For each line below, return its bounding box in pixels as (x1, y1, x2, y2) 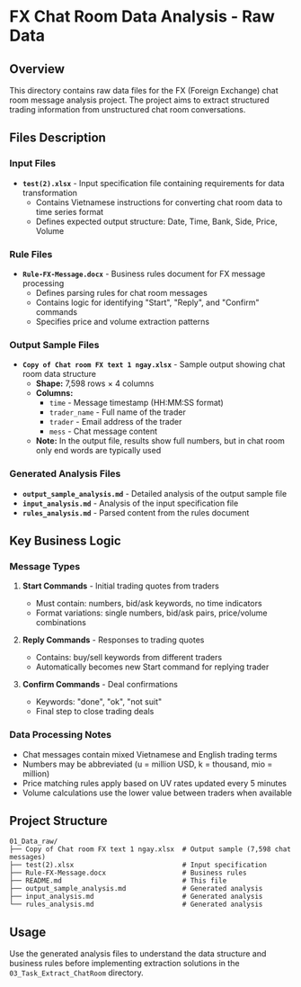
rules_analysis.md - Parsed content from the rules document (22, 507, 250, 518)
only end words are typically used (35, 445, 162, 456)
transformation (22, 187, 78, 198)
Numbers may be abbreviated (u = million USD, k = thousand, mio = (22, 758, 273, 769)
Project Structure (9, 812, 108, 829)
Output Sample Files (9, 338, 101, 351)
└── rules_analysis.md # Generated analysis (9, 900, 263, 910)
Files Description (9, 130, 106, 146)
